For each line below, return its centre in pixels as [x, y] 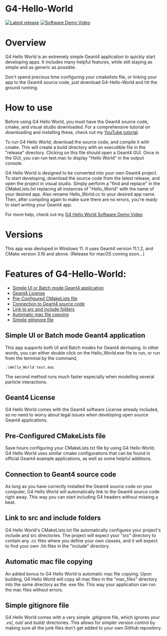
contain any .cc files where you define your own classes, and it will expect [82, 540]
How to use [29, 108]
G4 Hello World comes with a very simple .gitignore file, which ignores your [83, 617]
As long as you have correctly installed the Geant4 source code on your [79, 486]
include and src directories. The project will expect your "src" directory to [81, 535]
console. [14, 163]
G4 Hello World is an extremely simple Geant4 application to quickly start [80, 56]
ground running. [22, 87]
